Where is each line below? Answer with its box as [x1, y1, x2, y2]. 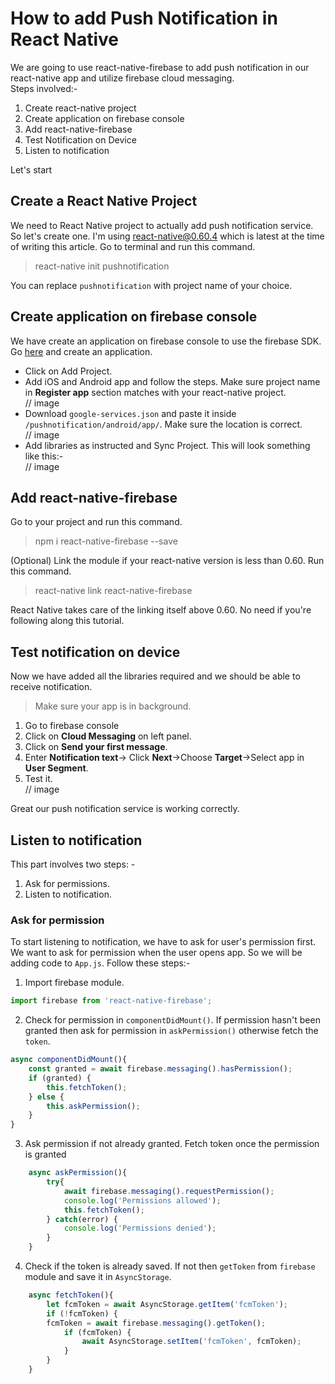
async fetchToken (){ [28, 1290, 114, 1301]
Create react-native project [24, 102, 137, 114]
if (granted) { [28, 1073, 92, 1083]
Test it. [24, 773, 53, 785]
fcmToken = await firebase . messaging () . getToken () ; [46, 1318, 267, 1328]
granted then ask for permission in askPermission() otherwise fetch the [24, 1025, 319, 1037]
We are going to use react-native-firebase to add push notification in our [10, 61, 310, 73]
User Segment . [24, 762, 89, 774]
